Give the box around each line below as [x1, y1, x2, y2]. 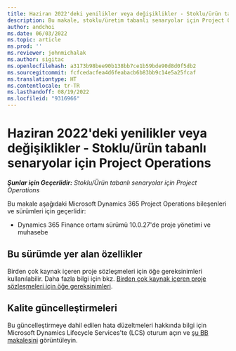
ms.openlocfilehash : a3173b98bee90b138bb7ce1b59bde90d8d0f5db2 [7, 62, 197, 69]
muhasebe [17, 227, 48, 236]
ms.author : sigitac [7, 56, 65, 63]
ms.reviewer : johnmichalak [7, 50, 86, 57]
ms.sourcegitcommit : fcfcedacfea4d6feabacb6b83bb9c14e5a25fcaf [7, 69, 197, 76]
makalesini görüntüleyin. [7, 336, 79, 344]
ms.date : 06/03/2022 [7, 29, 68, 37]
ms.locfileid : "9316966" [7, 95, 80, 102]
